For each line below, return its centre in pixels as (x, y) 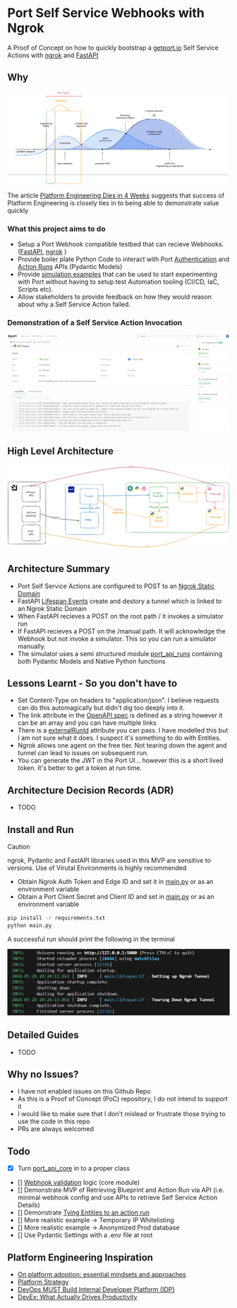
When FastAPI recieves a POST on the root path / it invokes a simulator (121, 616)
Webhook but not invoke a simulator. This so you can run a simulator (117, 638)
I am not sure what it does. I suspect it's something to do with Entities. (119, 738)
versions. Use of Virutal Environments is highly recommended (97, 868)
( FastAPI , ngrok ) (42, 252)
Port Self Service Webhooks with (106, 13)
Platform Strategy (43, 1282)
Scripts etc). (35, 289)
